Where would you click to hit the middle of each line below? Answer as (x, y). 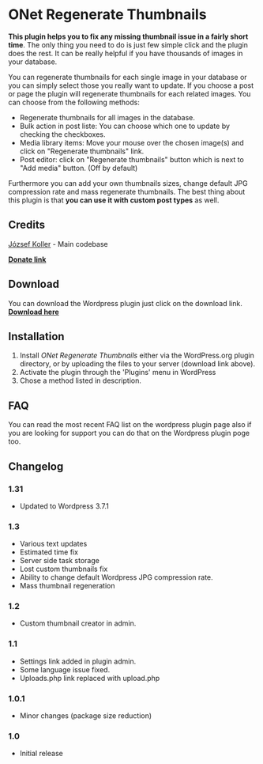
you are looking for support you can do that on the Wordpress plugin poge (129, 433)
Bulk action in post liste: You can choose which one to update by (125, 126)
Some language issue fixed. (65, 669)
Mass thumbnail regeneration (67, 586)
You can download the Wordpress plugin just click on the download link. (125, 303)
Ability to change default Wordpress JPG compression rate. (116, 577)
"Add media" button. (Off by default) (79, 168)
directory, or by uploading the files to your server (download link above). (137, 364)
